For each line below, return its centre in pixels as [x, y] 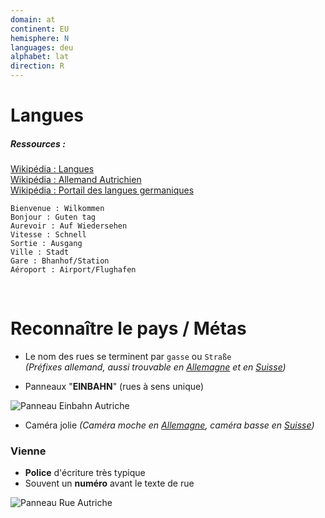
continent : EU [40, 29]
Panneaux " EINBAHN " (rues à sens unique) [114, 387]
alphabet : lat [40, 57]
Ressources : [38, 143]
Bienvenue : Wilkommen [57, 209]
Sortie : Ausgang [46, 244]
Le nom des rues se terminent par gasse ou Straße [128, 357]
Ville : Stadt [40, 252]
